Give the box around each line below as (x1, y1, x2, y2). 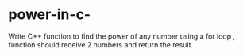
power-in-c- (8, 6, 91, 24)
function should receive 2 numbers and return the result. (8, 39, 194, 49)
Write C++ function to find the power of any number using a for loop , (8, 32, 236, 41)
